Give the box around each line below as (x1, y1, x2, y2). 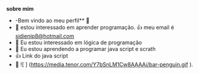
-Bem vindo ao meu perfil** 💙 (15, 17, 90, 24)
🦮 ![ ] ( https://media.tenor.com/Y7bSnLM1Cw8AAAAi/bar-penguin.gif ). (15, 61, 194, 68)
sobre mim (6, 5, 34, 12)
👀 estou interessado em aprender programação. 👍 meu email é (15, 24, 175, 31)
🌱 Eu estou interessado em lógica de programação (15, 39, 142, 46)
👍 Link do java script (15, 52, 68, 59)
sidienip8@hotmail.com (15, 33, 74, 39)
